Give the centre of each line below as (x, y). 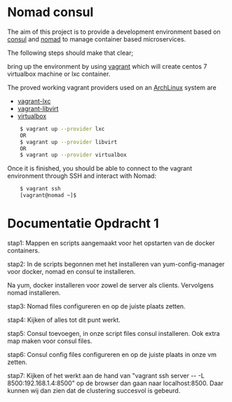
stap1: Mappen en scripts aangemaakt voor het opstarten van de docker (111, 243)
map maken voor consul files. (50, 341)
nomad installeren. (34, 293)
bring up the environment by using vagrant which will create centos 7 (107, 66)
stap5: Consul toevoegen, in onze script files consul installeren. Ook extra (114, 333)
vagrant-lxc (34, 101)
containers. (23, 251)
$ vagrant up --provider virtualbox (74, 155)
